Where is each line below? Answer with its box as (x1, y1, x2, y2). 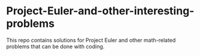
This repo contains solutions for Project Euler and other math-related (6, 36, 176, 43)
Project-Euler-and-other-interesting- (6, 4, 195, 18)
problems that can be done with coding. (6, 43, 105, 50)
